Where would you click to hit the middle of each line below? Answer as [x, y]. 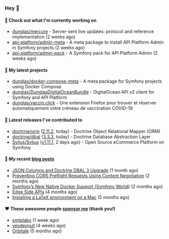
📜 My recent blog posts [30, 159]
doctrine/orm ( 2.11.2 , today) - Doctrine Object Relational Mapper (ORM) [86, 131]
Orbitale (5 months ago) [37, 231]
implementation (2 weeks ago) [44, 37]
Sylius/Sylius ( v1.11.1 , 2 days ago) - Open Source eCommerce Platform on [88, 142]
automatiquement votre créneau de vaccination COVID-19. [73, 108]
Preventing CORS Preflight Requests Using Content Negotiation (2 [81, 176]
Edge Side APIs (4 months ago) [45, 192]
